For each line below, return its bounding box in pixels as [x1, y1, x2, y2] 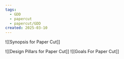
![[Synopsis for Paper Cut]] [5, 39, 61, 45]
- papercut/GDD [9, 21, 41, 26]
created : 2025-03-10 [5, 26, 48, 30]
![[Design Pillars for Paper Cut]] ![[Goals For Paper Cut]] [5, 49, 120, 55]
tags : [5, 7, 16, 12]
